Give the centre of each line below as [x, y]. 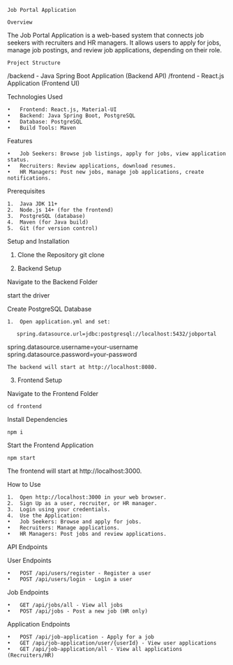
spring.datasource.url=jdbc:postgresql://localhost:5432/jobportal [116, 334]
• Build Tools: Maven [42, 128]
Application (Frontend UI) [44, 83]
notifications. [29, 178]
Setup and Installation [38, 241]
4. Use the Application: [45, 516]
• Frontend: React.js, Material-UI [62, 110]
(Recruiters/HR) [31, 655]
